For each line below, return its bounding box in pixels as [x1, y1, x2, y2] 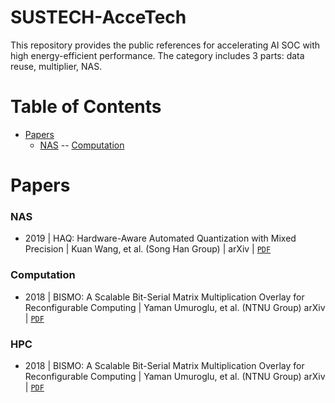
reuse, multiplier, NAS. [10, 60, 103, 72]
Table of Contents [10, 96, 162, 118]
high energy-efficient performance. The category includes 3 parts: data [10, 49, 305, 61]
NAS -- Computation [39, 139, 125, 151]
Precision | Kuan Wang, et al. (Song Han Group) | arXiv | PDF [24, 243, 272, 255]
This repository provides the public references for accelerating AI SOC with [10, 39, 321, 51]
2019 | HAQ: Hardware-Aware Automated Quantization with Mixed [24, 232, 297, 245]
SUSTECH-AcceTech [10, 6, 187, 29]
